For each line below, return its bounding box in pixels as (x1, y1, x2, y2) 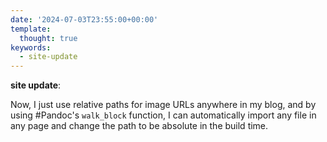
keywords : (10, 42, 52, 53)
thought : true (19, 33, 78, 43)
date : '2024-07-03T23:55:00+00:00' (10, 14, 159, 25)
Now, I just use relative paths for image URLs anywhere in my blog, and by (10, 99, 317, 111)
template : (10, 24, 52, 34)
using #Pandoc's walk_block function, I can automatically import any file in (10, 109, 317, 121)
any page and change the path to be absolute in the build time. (10, 120, 269, 132)
